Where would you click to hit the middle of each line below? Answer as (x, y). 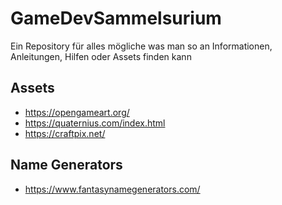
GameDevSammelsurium (116, 18)
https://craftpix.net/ (65, 133)
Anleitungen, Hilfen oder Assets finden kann (101, 56)
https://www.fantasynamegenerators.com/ (112, 189)
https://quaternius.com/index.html (95, 123)
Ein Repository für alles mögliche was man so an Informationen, (141, 46)
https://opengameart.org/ (77, 112)
